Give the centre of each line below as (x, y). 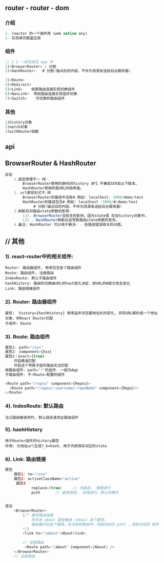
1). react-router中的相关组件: (39, 256)
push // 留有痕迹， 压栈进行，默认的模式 (75, 492)
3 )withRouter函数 (22, 131)
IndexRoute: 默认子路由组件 (31, 278)
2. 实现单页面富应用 (23, 38)
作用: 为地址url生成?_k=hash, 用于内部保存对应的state (56, 446)
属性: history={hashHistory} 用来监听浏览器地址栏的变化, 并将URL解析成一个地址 (82, 313)
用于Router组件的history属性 (32, 441)
